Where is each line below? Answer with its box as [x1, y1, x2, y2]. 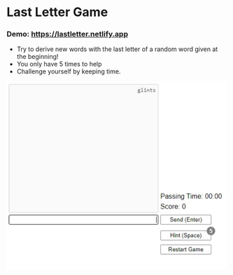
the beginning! [16, 52, 59, 61]
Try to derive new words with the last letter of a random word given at [16, 45, 218, 53]
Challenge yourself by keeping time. [16, 67, 121, 76]
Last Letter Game [6, 4, 108, 20]
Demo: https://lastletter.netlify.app [6, 29, 129, 39]
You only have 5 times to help [16, 60, 102, 69]
